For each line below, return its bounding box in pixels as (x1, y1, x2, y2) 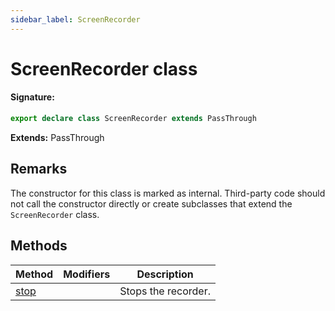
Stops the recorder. (119, 284, 212, 298)
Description (136, 267, 194, 281)
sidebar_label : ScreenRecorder (10, 14, 141, 25)
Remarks (10, 161, 68, 178)
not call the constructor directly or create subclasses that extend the (10, 197, 293, 210)
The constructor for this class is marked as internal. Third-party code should (10, 187, 326, 199)
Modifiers (63, 267, 111, 281)
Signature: (10, 91, 55, 103)
